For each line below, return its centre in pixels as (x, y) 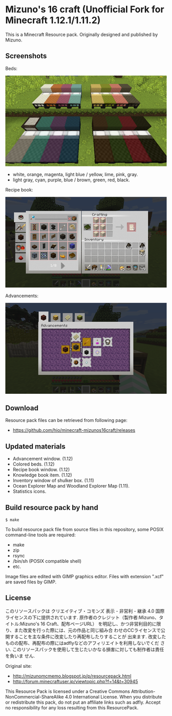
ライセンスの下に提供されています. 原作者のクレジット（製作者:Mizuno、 (82, 617)
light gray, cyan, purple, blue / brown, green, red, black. (71, 180)
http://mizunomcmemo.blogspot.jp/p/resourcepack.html (72, 676)
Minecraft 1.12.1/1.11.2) (53, 20)
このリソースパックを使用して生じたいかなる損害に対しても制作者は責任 (88, 649)
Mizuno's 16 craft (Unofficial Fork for (85, 9)
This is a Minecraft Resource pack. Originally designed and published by (82, 34)
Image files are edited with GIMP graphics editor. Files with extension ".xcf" (84, 576)
